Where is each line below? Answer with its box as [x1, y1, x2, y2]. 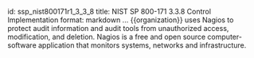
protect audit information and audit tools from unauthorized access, [7, 24, 229, 33]
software [7, 41, 37, 50]
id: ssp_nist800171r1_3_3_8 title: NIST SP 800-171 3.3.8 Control [7, 7, 212, 16]
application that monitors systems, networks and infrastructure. [37, 41, 247, 50]
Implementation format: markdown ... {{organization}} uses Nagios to [7, 15, 234, 25]
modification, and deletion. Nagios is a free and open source [7, 32, 206, 41]
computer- [207, 32, 242, 41]
